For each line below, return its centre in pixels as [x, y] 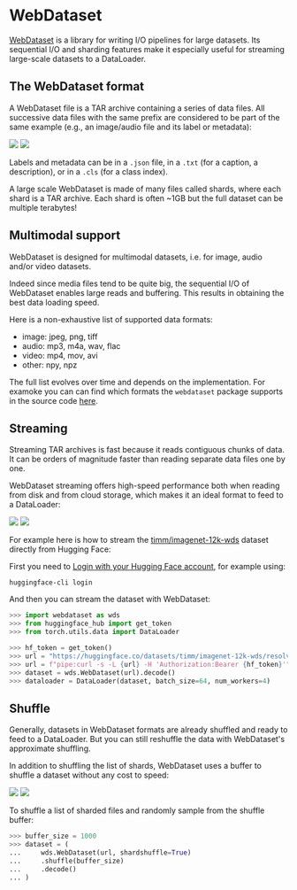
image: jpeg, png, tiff [60, 337]
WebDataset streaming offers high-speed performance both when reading [145, 486]
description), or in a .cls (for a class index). [88, 171]
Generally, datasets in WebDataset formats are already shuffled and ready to [148, 730]
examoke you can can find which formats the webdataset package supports [146, 391]
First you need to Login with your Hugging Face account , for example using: [147, 567]
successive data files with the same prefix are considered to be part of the [145, 117]
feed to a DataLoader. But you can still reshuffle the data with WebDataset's [147, 739]
